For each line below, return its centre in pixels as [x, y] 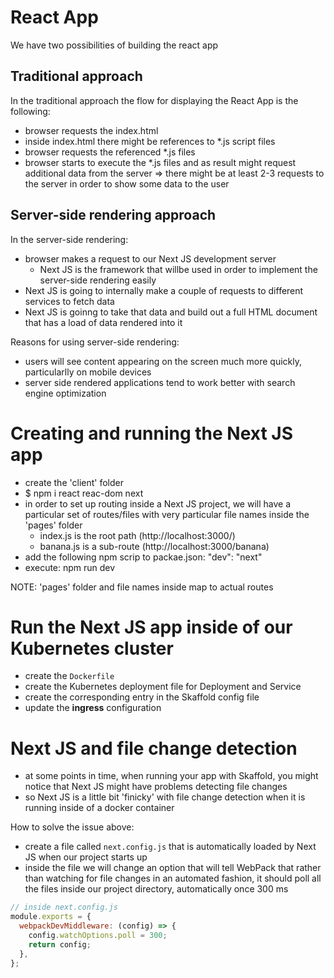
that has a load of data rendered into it [103, 322]
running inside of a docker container [99, 808]
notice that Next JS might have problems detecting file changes [156, 787]
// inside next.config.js [64, 907]
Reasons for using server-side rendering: [95, 342]
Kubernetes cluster [92, 648]
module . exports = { [51, 917]
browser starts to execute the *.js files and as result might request [160, 162]
